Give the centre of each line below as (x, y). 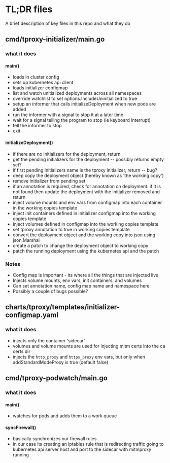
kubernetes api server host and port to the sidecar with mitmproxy (82, 449)
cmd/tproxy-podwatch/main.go (56, 378)
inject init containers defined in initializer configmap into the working (84, 213)
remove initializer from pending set (49, 181)
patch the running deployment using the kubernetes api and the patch (86, 251)
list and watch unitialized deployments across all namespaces (77, 93)
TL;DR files (29, 9)
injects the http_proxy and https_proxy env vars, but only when (79, 357)
